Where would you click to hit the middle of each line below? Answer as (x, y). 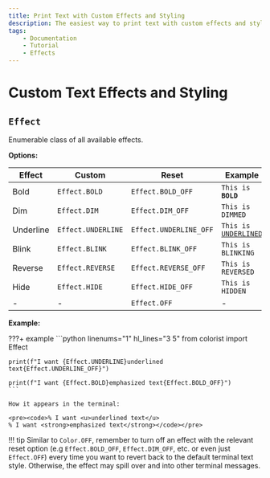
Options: (23, 155)
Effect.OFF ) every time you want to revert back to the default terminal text (131, 457)
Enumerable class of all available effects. (76, 140)
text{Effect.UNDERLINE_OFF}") (59, 369)
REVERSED (237, 272)
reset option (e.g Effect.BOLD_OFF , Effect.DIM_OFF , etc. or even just (119, 448)
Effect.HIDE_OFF (162, 287)
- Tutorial (41, 46)
